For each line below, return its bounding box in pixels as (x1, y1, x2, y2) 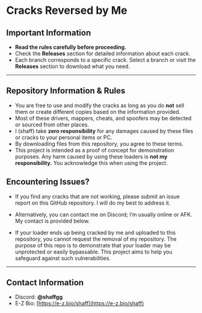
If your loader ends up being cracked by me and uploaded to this (14, 229, 176, 236)
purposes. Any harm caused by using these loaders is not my (14, 153, 168, 160)
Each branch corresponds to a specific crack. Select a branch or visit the (14, 57, 196, 63)
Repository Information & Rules (6, 85, 126, 96)
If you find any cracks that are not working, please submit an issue (14, 193, 180, 200)
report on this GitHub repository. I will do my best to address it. (14, 199, 171, 206)
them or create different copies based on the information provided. (14, 108, 181, 115)
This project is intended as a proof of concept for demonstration (14, 146, 174, 153)
